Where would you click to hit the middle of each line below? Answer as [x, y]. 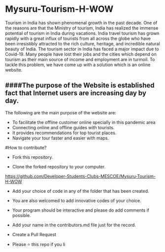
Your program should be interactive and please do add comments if [81, 210]
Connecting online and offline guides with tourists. [63, 127]
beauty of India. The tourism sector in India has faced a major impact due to [82, 49]
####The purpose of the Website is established [80, 86]
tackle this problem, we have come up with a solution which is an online [78, 65]
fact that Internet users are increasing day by [76, 93]
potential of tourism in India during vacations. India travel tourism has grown [82, 33]
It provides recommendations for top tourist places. [64, 133]
